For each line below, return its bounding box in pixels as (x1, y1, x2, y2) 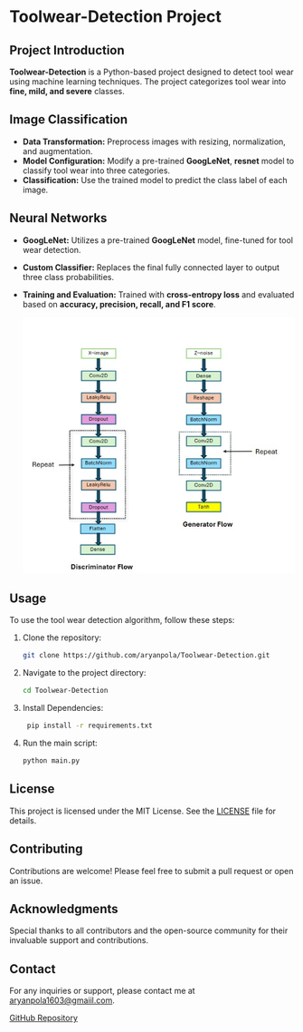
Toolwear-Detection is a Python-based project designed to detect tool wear (9, 66, 294, 77)
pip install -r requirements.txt (26, 721, 153, 731)
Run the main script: (22, 737, 98, 749)
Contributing (9, 842, 83, 857)
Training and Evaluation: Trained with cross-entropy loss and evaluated (22, 288, 295, 300)
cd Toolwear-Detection (22, 686, 109, 696)
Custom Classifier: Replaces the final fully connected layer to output (22, 261, 280, 273)
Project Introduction (9, 43, 125, 58)
